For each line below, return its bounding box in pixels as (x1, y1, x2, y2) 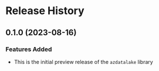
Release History (5, 4, 84, 18)
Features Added (5, 45, 52, 53)
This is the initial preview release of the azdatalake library (13, 58, 153, 65)
